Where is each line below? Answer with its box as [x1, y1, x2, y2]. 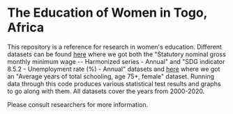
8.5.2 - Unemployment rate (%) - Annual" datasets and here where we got [7, 65, 220, 73]
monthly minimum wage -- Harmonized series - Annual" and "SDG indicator [7, 57, 225, 65]
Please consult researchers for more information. [7, 100, 149, 108]
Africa [7, 19, 44, 35]
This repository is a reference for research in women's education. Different [7, 42, 222, 51]
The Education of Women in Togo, [7, 5, 208, 21]
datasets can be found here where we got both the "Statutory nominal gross [7, 50, 227, 58]
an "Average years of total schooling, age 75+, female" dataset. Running [7, 72, 215, 81]
